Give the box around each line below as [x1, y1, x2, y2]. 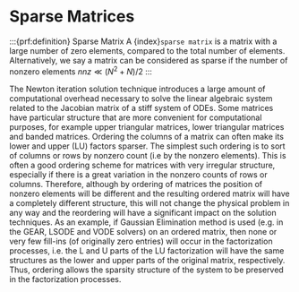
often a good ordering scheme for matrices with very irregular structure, [9, 159, 276, 170]
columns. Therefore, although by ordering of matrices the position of [9, 178, 262, 189]
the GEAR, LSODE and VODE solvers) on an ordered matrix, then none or [9, 226, 278, 236]
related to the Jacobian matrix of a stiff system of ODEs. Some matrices [9, 102, 274, 113]
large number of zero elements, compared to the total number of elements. [9, 45, 286, 56]
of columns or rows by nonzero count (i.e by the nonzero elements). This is [9, 150, 286, 160]
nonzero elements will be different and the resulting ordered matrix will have [9, 188, 290, 199]
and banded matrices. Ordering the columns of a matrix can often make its [9, 131, 285, 142]
